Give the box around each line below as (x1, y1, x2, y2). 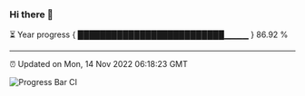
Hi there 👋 (9, 8, 54, 21)
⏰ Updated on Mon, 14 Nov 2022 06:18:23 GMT (9, 59, 189, 70)
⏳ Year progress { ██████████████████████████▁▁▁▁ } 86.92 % (9, 29, 289, 40)
